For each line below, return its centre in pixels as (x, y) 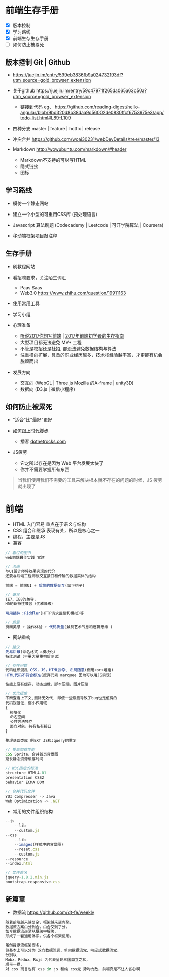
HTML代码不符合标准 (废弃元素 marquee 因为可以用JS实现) (59, 675)
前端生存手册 (32, 10)
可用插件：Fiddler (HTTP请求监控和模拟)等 (45, 613)
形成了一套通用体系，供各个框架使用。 (39, 936)
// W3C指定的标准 (22, 768)
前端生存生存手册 (30, 38)
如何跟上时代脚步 (30, 431)
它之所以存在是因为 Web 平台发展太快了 (62, 463)
